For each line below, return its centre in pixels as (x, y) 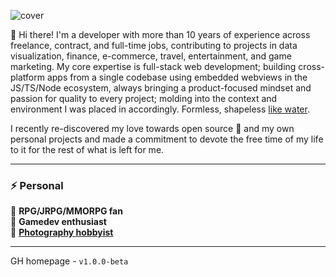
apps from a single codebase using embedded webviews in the (177, 77)
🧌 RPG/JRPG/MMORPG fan (66, 211)
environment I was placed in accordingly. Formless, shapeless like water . (160, 109)
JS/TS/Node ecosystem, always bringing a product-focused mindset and (161, 88)
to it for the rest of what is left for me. (87, 149)
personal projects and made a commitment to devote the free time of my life (167, 139)
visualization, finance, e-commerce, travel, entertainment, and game (151, 56)
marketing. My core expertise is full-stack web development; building (153, 66)
